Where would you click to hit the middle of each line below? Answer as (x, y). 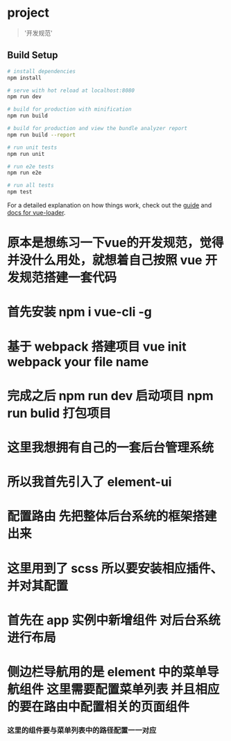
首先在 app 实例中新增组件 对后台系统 (114, 620)
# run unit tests (32, 148)
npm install (24, 78)
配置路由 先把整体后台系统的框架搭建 (112, 517)
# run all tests (31, 186)
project (28, 13)
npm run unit (26, 154)
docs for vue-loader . (36, 213)
